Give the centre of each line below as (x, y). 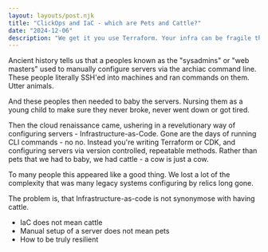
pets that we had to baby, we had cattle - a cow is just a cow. (108, 159)
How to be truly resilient (59, 239)
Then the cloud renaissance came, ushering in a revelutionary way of (122, 125)
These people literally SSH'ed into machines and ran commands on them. (129, 77)
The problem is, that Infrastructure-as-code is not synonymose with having (132, 199)
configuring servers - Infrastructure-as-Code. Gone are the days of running (132, 134)
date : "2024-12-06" (41, 30)
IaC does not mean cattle (61, 222)
